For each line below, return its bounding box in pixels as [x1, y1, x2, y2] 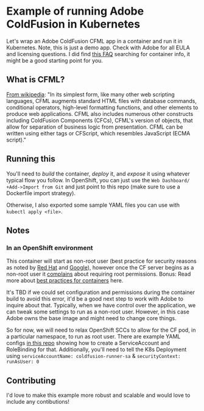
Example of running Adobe [6, 4, 144, 18]
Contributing [6, 375, 56, 385]
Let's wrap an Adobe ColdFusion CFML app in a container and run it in [6, 37, 183, 45]
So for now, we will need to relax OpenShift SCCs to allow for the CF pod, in [6, 326, 196, 334]
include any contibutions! [6, 398, 70, 406]
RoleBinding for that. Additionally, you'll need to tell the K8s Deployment [6, 346, 187, 353]
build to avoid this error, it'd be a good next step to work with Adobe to [6, 295, 184, 302]
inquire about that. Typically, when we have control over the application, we [6, 302, 196, 309]
